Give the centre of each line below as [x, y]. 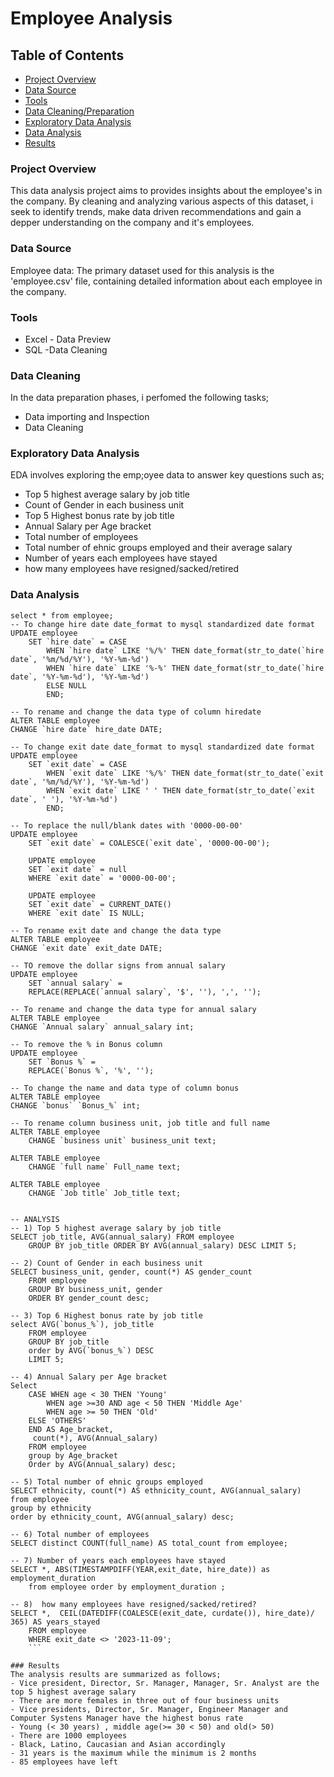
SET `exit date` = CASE [78, 764]
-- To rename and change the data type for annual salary [133, 1009]
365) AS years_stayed [55, 1622]
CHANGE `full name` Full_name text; [105, 1167]
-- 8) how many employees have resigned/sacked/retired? [133, 1604]
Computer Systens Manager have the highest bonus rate [127, 1718]
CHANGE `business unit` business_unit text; [122, 1140]
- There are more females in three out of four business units [145, 1700]
